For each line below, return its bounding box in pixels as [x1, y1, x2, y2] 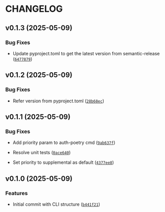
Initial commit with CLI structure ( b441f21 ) [12, 201, 101, 207]
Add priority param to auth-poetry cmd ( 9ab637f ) [12, 139, 115, 146]
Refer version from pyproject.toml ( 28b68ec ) [12, 98, 105, 104]
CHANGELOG [5, 3, 63, 15]
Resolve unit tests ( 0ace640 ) [12, 150, 71, 156]
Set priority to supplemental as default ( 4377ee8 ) [12, 159, 114, 165]
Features [5, 189, 28, 197]
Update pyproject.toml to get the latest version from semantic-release [12, 50, 160, 56]
